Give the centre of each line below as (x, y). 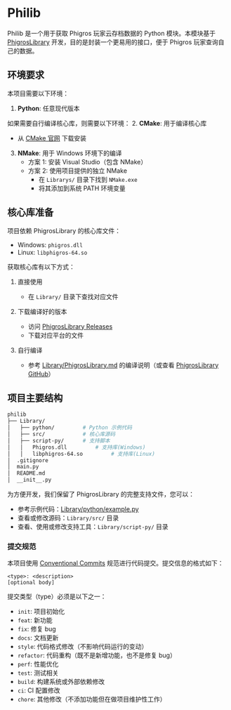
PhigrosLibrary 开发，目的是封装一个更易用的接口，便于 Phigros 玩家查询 (113, 42)
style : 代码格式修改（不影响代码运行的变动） (82, 647)
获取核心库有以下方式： (41, 267)
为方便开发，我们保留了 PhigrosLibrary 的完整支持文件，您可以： (101, 494)
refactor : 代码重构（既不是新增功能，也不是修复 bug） (97, 655)
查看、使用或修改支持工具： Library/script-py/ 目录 (93, 527)
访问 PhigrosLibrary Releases (70, 326)
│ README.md (26, 473)
